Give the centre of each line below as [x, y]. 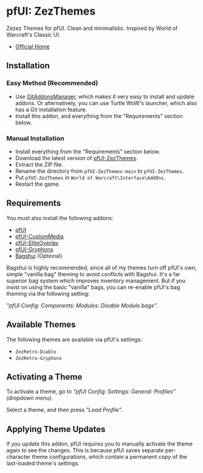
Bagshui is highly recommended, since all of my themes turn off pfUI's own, [101, 268]
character [19, 457]
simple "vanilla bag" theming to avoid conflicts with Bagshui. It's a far [93, 274]
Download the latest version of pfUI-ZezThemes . [77, 158]
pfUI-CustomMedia [39, 236]
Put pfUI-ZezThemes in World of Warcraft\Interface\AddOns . [90, 177]
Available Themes [41, 325]
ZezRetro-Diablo [36, 352]
